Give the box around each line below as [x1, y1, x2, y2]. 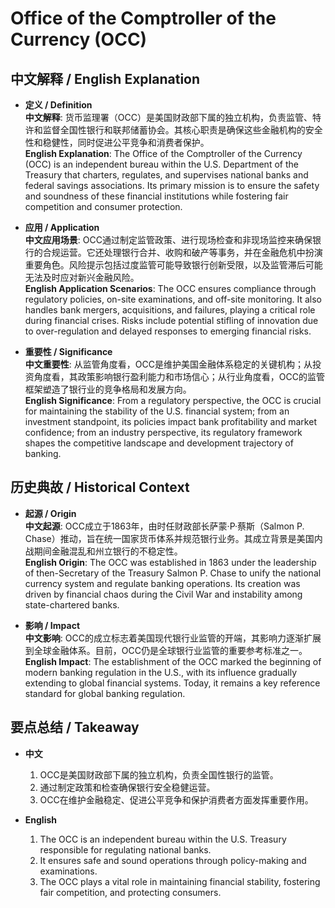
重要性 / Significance [24, 346, 113, 357]
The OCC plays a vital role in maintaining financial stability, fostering [39, 875, 321, 887]
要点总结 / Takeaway [10, 719, 140, 736]
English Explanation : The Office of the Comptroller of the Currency [24, 148, 303, 159]
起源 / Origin [24, 507, 77, 519]
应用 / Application [24, 222, 100, 233]
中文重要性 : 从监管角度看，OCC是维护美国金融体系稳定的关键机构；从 [24, 358, 313, 370]
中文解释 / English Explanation [10, 70, 201, 87]
